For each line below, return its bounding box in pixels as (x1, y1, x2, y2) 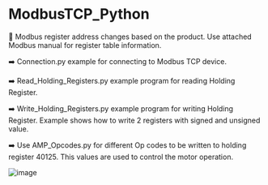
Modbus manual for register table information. (8, 40, 162, 49)
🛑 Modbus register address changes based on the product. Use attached (8, 32, 253, 41)
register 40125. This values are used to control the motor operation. (8, 152, 233, 161)
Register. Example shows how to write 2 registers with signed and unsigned (8, 115, 261, 125)
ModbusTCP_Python (8, 5, 150, 24)
